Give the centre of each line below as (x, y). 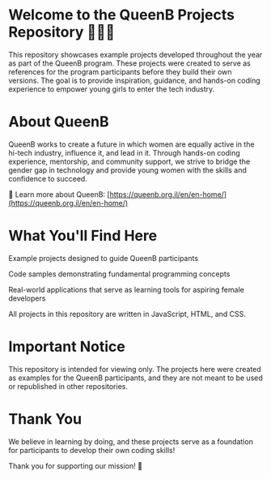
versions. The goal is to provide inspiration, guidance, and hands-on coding (134, 80)
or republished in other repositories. (68, 386)
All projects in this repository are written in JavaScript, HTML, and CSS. (127, 314)
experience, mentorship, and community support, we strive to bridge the (129, 161)
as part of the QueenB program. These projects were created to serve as (129, 63)
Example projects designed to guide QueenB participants (104, 258)
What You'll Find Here (83, 236)
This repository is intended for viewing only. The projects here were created (135, 369)
